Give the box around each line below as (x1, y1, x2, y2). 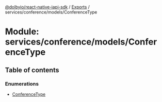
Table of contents (5, 66, 59, 74)
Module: (5, 26, 39, 37)
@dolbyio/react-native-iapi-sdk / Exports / (5, 4, 90, 10)
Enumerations (5, 80, 39, 87)
